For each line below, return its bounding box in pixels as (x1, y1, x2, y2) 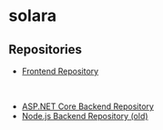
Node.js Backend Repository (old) (21, 111, 148, 121)
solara (8, 5, 56, 26)
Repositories (8, 42, 83, 57)
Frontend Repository (21, 65, 99, 76)
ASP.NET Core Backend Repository (21, 101, 154, 112)
